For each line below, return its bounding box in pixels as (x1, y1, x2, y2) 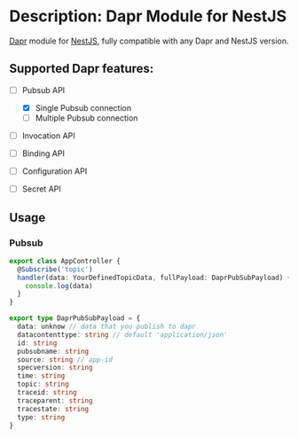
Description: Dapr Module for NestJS (9, 6, 287, 27)
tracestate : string (17, 404, 90, 413)
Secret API (21, 184, 62, 194)
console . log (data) (25, 281, 93, 290)
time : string (17, 372, 66, 380)
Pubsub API (21, 84, 66, 95)
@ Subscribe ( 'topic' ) (17, 264, 93, 274)
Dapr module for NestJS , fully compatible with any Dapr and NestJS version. (9, 35, 289, 46)
